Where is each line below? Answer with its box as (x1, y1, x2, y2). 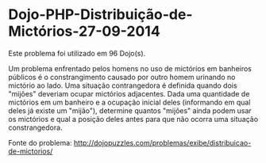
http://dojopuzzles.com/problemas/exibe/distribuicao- (74, 138, 252, 147)
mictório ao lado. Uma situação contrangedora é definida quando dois (8, 81, 237, 90)
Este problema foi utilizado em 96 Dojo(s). (8, 48, 146, 58)
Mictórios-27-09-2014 (8, 22, 160, 40)
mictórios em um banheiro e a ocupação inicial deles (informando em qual (8, 97, 251, 107)
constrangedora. (8, 123, 63, 132)
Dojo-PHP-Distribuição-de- (8, 6, 193, 24)
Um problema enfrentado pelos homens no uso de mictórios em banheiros (8, 63, 252, 73)
